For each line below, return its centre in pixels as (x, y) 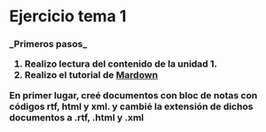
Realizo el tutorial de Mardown (91, 75)
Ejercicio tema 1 (68, 16)
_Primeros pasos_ (48, 44)
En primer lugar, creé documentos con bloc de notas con (133, 95)
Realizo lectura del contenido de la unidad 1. (121, 64)
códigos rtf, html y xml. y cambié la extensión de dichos (131, 106)
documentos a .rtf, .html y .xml (77, 117)
